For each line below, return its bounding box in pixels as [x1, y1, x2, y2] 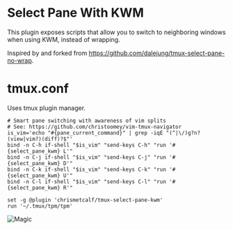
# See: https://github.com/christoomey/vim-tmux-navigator [7, 123, 182, 130]
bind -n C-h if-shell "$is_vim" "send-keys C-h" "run [7, 141, 167, 148]
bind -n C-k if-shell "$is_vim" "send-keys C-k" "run [7, 166, 167, 173]
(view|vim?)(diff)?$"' [7, 135, 73, 142]
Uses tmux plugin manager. [7, 103, 86, 112]
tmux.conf [7, 81, 70, 97]
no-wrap [7, 56, 33, 64]
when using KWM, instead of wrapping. [7, 35, 120, 43]
